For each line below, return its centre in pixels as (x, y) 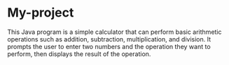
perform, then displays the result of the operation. (79, 54)
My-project (41, 13)
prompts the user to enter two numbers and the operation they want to (109, 46)
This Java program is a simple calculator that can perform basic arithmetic (114, 32)
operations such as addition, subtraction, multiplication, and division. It (109, 39)
